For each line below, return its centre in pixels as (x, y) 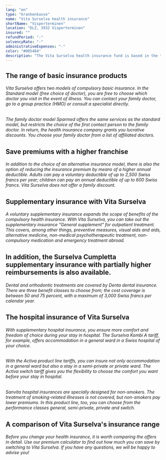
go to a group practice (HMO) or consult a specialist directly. (67, 104)
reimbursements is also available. (58, 272)
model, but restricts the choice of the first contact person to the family (77, 125)
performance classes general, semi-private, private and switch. (70, 408)
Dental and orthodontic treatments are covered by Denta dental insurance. (82, 285)
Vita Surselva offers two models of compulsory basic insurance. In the (77, 88)
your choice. (18, 345)
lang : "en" (17, 10)
